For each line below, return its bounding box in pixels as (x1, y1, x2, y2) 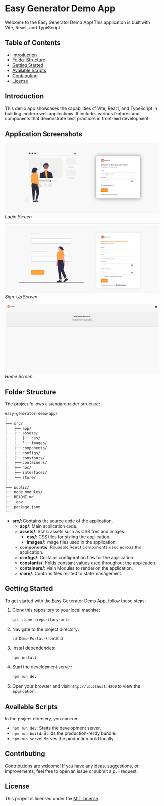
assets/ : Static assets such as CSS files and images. (19, 528, 126, 534)
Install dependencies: (12, 645, 56, 651)
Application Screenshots (5, 130, 82, 138)
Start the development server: (12, 664, 73, 670)
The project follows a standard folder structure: (5, 401, 100, 407)
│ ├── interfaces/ (5, 470, 47, 475)
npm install (12, 655, 37, 660)
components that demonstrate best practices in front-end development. (5, 115, 150, 121)
